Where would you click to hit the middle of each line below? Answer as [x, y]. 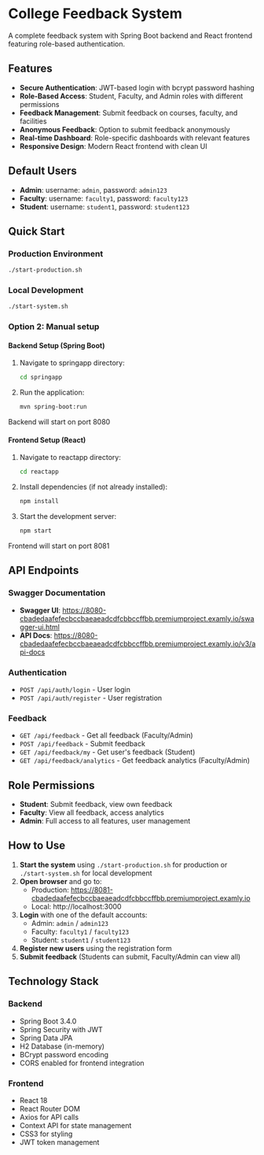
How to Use [37, 846]
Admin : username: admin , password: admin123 [93, 190]
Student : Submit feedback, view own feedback [96, 805]
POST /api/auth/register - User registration [91, 698]
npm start [36, 531]
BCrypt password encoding [64, 1054]
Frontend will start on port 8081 [59, 546]
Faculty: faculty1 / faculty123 [80, 931]
